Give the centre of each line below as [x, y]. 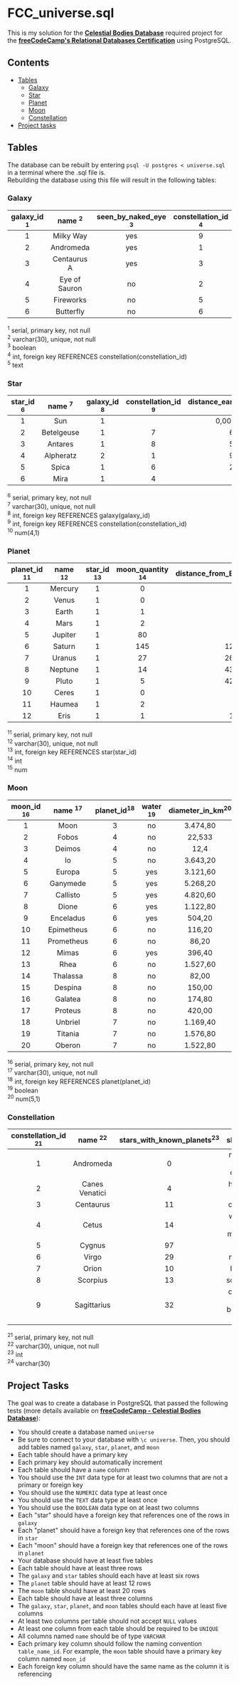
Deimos [68, 848]
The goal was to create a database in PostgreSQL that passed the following [118, 1403]
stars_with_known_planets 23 [169, 1139]
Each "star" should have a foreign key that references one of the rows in [123, 1515]
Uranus [64, 658]
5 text [15, 364]
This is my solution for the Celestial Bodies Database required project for [115, 33]
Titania [68, 1033]
